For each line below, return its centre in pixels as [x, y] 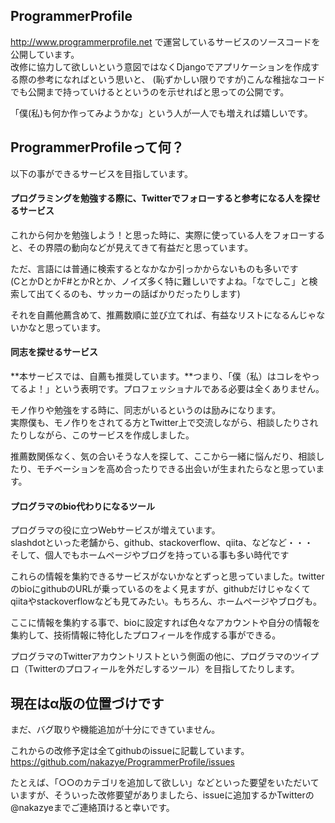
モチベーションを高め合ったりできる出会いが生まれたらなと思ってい [176, 469]
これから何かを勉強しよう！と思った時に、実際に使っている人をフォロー [159, 235]
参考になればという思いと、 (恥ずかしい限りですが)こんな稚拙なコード [181, 79]
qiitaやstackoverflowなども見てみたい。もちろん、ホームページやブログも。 [166, 601]
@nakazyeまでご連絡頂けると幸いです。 [92, 808]
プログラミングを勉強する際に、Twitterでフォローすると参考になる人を [156, 198]
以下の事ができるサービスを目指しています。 [101, 173]
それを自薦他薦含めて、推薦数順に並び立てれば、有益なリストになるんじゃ [163, 315]
